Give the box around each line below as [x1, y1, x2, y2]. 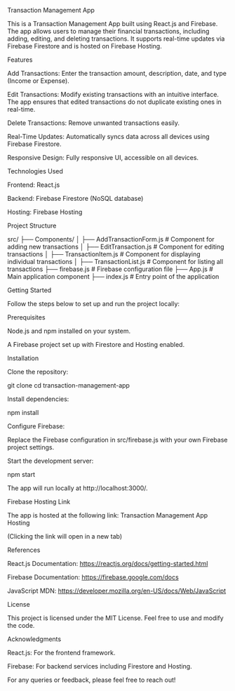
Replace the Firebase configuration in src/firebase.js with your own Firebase [7, 435, 228, 444]
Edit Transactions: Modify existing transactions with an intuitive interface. [7, 91, 220, 98]
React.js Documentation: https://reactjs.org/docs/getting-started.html [7, 560, 208, 567]
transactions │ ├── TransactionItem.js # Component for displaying [7, 250, 201, 258]
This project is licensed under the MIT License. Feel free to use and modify [7, 614, 224, 622]
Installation [7, 354, 39, 362]
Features [7, 55, 33, 64]
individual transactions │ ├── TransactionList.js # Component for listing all [7, 258, 223, 265]
